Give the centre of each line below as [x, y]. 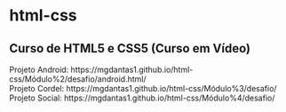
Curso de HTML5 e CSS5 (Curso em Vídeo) [130, 48]
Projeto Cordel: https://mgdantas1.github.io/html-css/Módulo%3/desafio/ [143, 88]
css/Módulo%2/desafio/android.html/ [78, 79]
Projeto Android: [39, 69]
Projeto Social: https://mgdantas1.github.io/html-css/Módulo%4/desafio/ [142, 98]
